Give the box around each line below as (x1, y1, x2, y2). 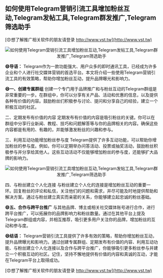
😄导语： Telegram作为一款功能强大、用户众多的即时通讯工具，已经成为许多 (5, 63, 157, 69)
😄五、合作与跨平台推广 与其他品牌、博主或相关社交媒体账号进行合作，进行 (5, 204, 155, 210)
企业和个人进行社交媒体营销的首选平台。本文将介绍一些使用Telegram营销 (5, 69, 151, 75)
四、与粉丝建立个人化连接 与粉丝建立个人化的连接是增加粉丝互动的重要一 (5, 182, 151, 188)
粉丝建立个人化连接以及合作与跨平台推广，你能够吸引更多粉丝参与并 (17, 245, 154, 251)
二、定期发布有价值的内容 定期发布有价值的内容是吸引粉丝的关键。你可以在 (5, 114, 155, 120)
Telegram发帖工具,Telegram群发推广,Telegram (14, 14, 156, 22)
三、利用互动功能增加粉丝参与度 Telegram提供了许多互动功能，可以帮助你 (5, 137, 153, 142)
